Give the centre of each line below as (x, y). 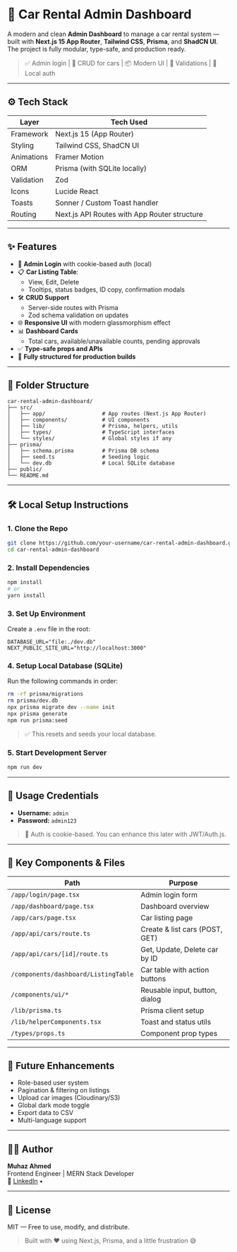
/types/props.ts (38, 1033)
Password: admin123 (47, 820)
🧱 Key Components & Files (66, 863)
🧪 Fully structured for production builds (77, 357)
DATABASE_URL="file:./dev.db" (52, 642)
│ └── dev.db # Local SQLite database (91, 463)
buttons (153, 979)
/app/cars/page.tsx (43, 918)
